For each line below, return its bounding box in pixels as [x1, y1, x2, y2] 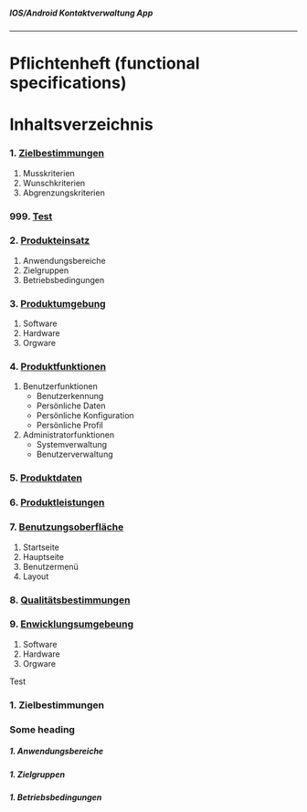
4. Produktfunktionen [9, 361, 107, 374]
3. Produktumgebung [9, 297, 107, 310]
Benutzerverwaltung [36, 448, 113, 460]
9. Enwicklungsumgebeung [9, 617, 134, 630]
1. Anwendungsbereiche [9, 745, 104, 757]
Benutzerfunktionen [22, 381, 98, 392]
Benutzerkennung [36, 391, 104, 402]
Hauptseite [22, 551, 64, 562]
